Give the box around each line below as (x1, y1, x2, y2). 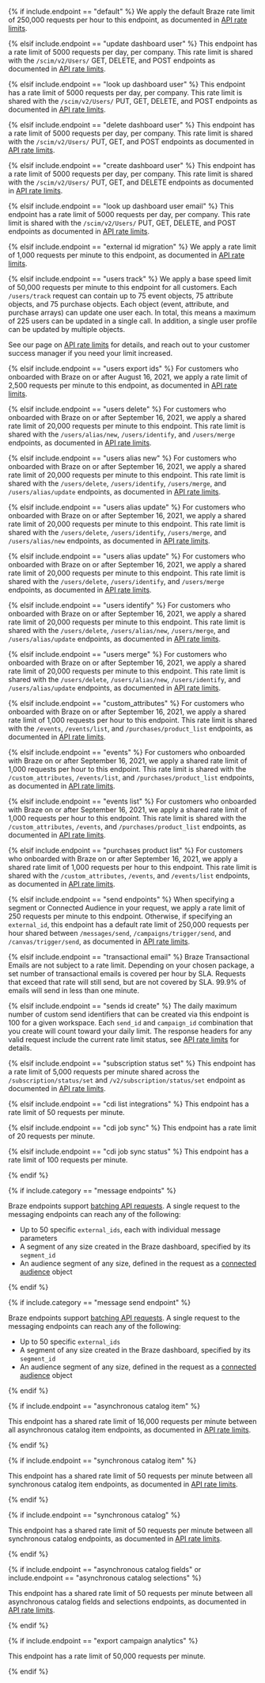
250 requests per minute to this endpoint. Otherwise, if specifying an (8, 911, 233, 921)
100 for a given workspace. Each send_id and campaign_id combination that (8, 1018, 253, 1027)
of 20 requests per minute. (8, 1132, 95, 1140)
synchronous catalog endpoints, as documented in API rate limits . (8, 1534, 222, 1544)
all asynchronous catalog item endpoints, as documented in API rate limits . (8, 1425, 252, 1434)
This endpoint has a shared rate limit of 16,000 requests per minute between (8, 1417, 257, 1425)
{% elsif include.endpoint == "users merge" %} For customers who (8, 650, 227, 658)
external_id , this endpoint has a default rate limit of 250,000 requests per (8, 920, 249, 929)
